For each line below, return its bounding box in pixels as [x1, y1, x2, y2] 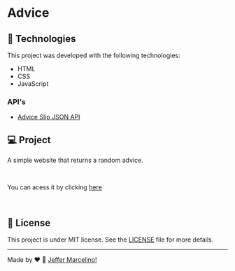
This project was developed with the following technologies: [7, 51, 180, 59]
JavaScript [17, 80, 49, 88]
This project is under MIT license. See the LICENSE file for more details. [7, 235, 214, 244]
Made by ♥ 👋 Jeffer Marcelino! [7, 255, 97, 263]
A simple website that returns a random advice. [7, 156, 143, 165]
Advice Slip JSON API [17, 113, 80, 122]
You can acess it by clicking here [7, 183, 103, 191]
